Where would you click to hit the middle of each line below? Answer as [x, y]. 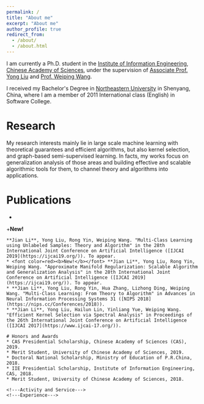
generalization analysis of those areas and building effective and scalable [99, 162]
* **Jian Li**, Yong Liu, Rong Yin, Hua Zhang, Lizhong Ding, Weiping [98, 288]
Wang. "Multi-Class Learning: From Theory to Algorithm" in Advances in [101, 293]
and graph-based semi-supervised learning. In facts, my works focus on [97, 156]
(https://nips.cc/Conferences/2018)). [56, 304]
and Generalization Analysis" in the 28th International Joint [89, 272]
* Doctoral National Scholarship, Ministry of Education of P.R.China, [99, 358]
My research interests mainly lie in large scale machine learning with [92, 143]
